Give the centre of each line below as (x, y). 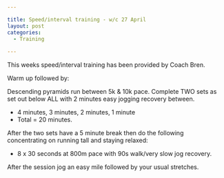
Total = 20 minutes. (44, 120)
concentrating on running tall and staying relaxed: (78, 140)
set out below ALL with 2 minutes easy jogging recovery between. (101, 99)
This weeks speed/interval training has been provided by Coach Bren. (106, 65)
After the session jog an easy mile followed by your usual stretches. (103, 167)
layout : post (26, 26)
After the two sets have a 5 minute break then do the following (95, 133)
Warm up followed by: (38, 78)
